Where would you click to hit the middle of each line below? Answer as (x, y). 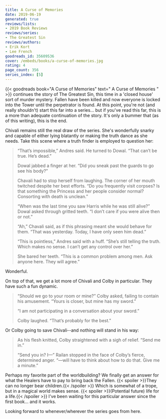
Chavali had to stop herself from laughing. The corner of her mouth (86, 181)
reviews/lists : (21, 24)
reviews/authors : (23, 42)
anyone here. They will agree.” (48, 261)
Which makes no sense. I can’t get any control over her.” (75, 246)
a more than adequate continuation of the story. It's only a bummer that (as (82, 115)
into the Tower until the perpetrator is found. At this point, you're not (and (80, 105)
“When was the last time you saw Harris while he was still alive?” (83, 206)
